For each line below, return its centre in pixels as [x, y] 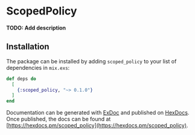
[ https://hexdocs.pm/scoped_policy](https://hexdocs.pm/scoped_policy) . [97, 125]
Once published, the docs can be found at [59, 119]
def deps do [21, 79]
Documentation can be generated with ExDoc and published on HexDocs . [98, 113]
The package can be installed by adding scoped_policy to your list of [91, 61]
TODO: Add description [36, 28]
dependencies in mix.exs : [38, 67]
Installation [28, 47]
